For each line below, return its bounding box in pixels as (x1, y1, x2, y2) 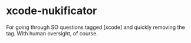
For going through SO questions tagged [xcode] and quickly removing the (6, 24, 186, 31)
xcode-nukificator (6, 4, 97, 18)
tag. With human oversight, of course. (6, 29, 98, 37)
